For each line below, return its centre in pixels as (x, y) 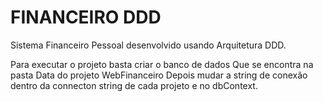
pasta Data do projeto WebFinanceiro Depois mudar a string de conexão (159, 75)
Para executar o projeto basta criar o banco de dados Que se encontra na (162, 64)
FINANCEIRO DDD (86, 17)
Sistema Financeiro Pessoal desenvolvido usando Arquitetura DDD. (148, 45)
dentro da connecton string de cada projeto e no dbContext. (134, 85)
